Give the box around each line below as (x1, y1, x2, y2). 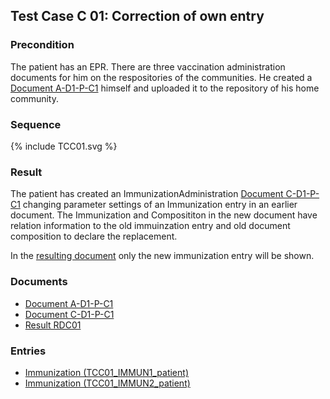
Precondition (10, 38, 75, 52)
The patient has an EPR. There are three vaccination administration (10, 60, 286, 73)
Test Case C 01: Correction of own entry (10, 8, 265, 25)
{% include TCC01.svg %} (10, 140, 118, 152)
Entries (10, 344, 47, 358)
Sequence (10, 117, 62, 131)
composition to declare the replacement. (10, 230, 178, 243)
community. (10, 92, 59, 104)
